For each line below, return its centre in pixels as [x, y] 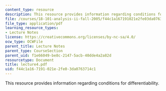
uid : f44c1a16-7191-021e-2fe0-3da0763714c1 [51, 69]
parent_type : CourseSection [34, 51]
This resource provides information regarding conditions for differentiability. [82, 83]
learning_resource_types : [32, 28]
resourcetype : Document [30, 60]
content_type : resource [30, 10]
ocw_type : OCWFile [24, 42]
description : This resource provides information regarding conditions [80, 14]
